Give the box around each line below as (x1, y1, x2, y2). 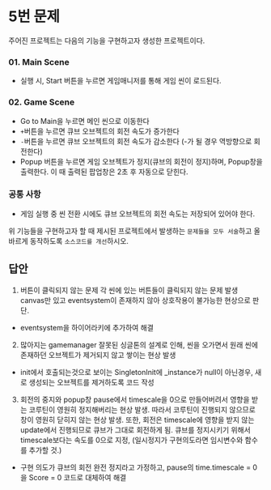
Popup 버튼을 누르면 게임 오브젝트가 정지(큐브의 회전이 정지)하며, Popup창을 (19, 156, 263, 166)
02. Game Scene (8, 96, 75, 108)
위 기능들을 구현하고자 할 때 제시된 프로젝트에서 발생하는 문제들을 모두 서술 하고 (8, 226, 252, 236)
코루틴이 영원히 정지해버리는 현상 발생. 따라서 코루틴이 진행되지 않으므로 (28, 404, 256, 414)
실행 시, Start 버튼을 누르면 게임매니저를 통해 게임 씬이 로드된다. (19, 76, 222, 86)
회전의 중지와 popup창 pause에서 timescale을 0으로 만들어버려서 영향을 (19, 394, 250, 404)
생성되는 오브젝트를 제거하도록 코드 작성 (28, 377, 155, 387)
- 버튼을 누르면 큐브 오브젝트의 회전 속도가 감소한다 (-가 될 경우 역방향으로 (19, 136, 252, 146)
